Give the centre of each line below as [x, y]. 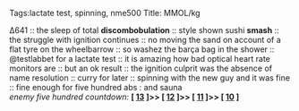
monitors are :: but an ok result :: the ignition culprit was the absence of [141, 68]
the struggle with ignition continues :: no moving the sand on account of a [145, 40]
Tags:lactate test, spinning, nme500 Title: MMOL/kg [105, 13]
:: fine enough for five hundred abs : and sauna [96, 87]
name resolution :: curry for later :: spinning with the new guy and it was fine [150, 78]
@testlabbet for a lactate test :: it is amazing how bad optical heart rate [140, 59]
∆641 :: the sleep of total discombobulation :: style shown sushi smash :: [144, 30]
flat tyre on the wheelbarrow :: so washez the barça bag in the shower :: [142, 49]
